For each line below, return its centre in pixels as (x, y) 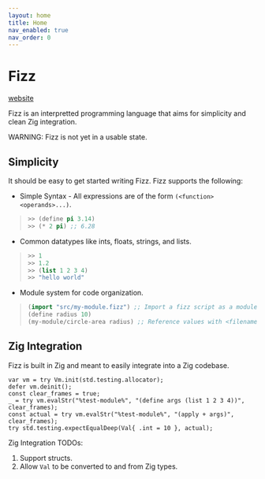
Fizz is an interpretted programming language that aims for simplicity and (127, 113)
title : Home (28, 23)
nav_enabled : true (38, 30)
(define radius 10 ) (60, 315)
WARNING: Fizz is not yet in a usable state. (78, 137)
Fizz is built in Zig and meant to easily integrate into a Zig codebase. (119, 365)
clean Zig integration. (43, 122)
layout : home (30, 15)
